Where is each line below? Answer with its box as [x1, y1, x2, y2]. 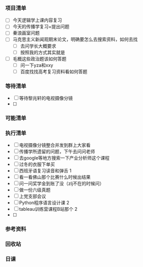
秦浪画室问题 [12, 30, 40, 36]
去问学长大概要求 [20, 42, 56, 49]
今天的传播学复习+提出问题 [12, 24, 70, 30]
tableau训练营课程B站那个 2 [19, 206, 78, 212]
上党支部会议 [19, 193, 46, 199]
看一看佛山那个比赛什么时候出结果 [19, 174, 91, 180]
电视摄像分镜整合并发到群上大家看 [19, 142, 91, 148]
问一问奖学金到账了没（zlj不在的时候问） [19, 181, 104, 187]
